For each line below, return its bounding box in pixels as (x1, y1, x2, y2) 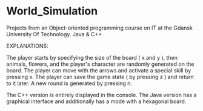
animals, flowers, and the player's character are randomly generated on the (6, 60, 195, 68)
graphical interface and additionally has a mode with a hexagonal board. (6, 98, 187, 105)
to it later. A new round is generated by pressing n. (6, 80, 132, 87)
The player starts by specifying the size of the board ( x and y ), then (6, 54, 178, 61)
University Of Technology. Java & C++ (6, 30, 102, 37)
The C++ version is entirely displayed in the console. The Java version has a (6, 91, 197, 98)
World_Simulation (6, 4, 98, 18)
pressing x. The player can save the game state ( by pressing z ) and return (6, 73, 194, 80)
